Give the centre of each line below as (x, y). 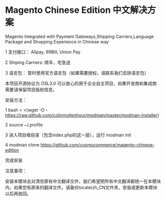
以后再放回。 (18, 194)
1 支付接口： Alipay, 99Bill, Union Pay (43, 52)
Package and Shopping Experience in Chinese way (57, 41)
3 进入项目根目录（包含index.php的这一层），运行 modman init (68, 135)
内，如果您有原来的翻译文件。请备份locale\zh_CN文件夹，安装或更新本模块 (81, 187)
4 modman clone (22, 145)
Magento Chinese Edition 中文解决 (76, 10)
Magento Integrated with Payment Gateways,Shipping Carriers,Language (80, 36)
